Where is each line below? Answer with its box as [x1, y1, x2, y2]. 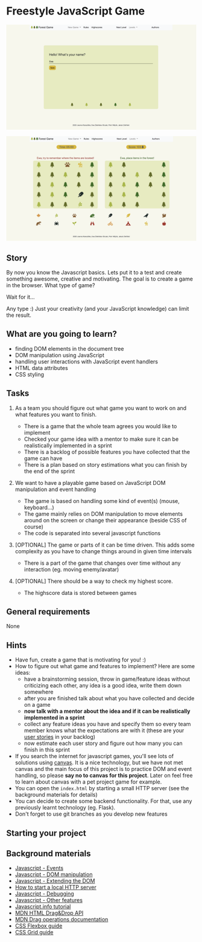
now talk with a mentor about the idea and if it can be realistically [24, 707, 191, 715]
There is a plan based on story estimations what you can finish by [24, 461, 188, 468]
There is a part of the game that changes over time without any [24, 559, 181, 567]
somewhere [24, 688, 54, 696]
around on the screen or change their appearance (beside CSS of [24, 516, 187, 524]
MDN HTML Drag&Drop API [14, 909, 84, 917]
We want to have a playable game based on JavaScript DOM [14, 479, 166, 486]
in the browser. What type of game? [6, 281, 95, 288]
